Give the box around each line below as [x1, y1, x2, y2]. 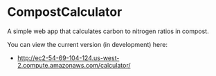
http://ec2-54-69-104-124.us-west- [17, 53, 120, 62]
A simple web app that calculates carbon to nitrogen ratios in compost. [7, 27, 209, 35]
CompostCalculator [7, 4, 123, 20]
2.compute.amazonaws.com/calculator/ [17, 61, 131, 69]
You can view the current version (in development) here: [7, 40, 168, 48]
